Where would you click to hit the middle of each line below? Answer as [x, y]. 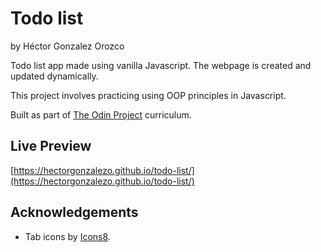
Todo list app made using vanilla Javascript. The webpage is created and [161, 65]
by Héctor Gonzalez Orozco [67, 46]
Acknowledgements [74, 212]
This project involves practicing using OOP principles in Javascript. [148, 95]
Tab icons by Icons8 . [67, 236]
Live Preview [51, 146]
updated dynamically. [54, 76]
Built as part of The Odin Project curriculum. [101, 114]
